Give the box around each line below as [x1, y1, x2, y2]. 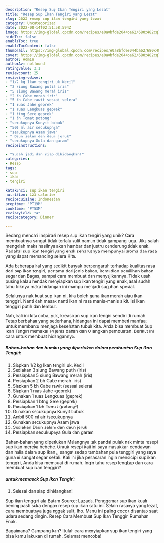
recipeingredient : [5, 75, 43, 80]
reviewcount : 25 [5, 71, 38, 76]
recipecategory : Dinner [5, 215, 54, 220]
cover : [5, 52, 19, 58]
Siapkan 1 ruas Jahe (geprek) [12, 388, 72, 394]
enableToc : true [5, 39, 38, 44]
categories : [5, 156, 30, 161]
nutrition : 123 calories [5, 193, 56, 197]
